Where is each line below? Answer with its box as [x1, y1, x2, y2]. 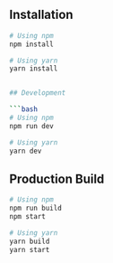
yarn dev [9, 146, 42, 155]
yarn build [9, 237, 50, 246]
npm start [9, 212, 47, 221]
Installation [9, 7, 74, 23]
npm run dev [9, 121, 54, 130]
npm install [9, 40, 54, 49]
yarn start [9, 245, 50, 254]
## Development [9, 89, 66, 98]
